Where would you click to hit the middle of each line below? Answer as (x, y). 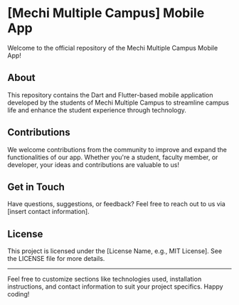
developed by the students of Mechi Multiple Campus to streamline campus (118, 102)
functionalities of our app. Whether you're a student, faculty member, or (113, 157)
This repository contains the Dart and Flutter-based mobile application (110, 95)
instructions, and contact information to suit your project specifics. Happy (115, 287)
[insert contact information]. (49, 212)
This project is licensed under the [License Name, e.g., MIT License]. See (115, 251)
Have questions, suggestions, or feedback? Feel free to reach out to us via (116, 204)
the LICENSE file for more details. (56, 259)
